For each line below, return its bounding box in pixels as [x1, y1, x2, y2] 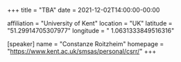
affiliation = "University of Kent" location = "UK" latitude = [7, 19, 173, 27]
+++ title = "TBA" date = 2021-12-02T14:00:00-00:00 [7, 6, 160, 14]
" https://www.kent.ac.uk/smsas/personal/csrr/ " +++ [7, 48, 157, 55]
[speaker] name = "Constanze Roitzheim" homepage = [7, 40, 164, 48]
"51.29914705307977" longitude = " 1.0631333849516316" [7, 27, 175, 34]
